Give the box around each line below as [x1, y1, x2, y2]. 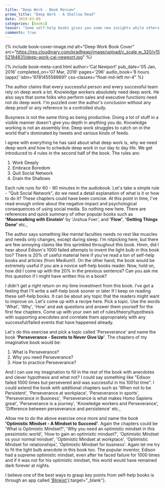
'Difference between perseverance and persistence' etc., [5, 406, 121, 412]
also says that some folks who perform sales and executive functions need [5, 94, 157, 100]
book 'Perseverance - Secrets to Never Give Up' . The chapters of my [5, 334, 147, 340]
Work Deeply [12, 160, 39, 165]
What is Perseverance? [12, 349, 60, 355]
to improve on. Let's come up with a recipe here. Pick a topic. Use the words [5, 299, 160, 304]
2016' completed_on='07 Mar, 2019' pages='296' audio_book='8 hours [5, 69, 149, 75]
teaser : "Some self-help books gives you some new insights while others [5, 26, 160, 31]
